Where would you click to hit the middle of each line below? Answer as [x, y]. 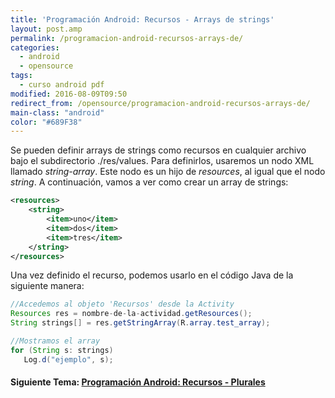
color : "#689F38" [46, 122]
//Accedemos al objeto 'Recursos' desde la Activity [122, 304]
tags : [21, 76]
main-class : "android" [57, 112]
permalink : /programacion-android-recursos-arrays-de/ [127, 38]
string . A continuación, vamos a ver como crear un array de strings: [149, 182]
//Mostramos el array [55, 341]
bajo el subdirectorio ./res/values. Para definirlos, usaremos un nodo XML [162, 161]
